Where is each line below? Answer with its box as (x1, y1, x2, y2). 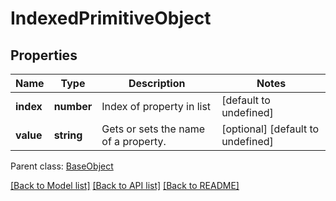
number (53, 100, 93, 113)
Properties (10, 47, 78, 64)
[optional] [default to (221, 122, 320, 136)
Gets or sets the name (101, 122, 205, 136)
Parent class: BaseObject (10, 160, 114, 172)
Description (128, 77, 186, 90)
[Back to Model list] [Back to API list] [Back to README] (10, 180, 240, 191)
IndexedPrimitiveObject (10, 7, 212, 30)
